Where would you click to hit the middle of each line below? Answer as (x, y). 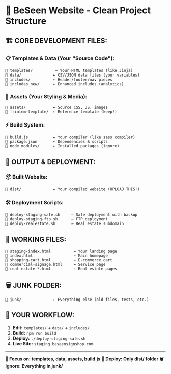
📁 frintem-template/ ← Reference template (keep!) (61, 112)
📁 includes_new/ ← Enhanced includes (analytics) (65, 84)
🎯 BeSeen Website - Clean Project (78, 10)
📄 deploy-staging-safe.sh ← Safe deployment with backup (72, 215)
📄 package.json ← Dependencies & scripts (57, 142)
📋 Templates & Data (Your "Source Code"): (60, 58)
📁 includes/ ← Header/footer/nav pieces (59, 79)
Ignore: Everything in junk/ (34, 366)
